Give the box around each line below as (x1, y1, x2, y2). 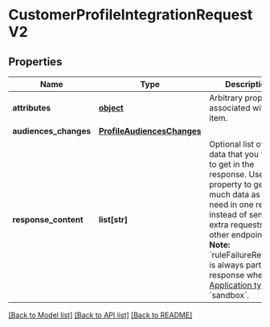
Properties (8, 55, 63, 68)
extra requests (208, 219, 264, 230)
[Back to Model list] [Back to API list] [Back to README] (8, 310, 193, 320)
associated (208, 102, 251, 114)
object (98, 102, 124, 114)
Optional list (208, 139, 255, 150)
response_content (12, 214, 84, 225)
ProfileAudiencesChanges (98, 126, 202, 136)
